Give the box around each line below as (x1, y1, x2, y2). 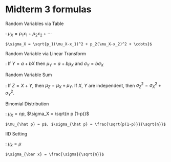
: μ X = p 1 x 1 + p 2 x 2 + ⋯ (5, 30, 52, 38)
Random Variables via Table (5, 20, 64, 27)
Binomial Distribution (5, 101, 49, 107)
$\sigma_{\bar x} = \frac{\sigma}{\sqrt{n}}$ (5, 152, 104, 157)
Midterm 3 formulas (5, 4, 92, 15)
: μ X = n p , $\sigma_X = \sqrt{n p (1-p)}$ (5, 111, 90, 118)
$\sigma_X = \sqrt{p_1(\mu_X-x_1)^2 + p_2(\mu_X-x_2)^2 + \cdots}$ (5, 41, 153, 47)
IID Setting (5, 131, 28, 137)
